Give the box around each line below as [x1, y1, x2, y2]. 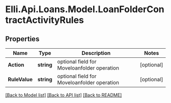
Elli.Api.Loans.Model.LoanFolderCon [5, 4, 164, 15]
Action [8, 61, 24, 68]
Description [81, 50, 111, 56]
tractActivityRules [5, 14, 84, 26]
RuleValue [8, 76, 33, 83]
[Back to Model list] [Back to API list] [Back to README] [5, 92, 122, 98]
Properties [5, 35, 40, 43]
